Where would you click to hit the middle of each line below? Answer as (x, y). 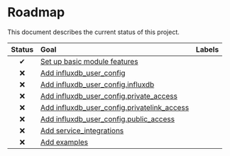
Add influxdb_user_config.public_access (108, 119)
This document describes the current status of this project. (93, 32)
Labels (207, 49)
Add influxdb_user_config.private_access (109, 96)
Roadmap (36, 12)
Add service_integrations (82, 130)
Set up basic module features (89, 61)
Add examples (64, 142)
